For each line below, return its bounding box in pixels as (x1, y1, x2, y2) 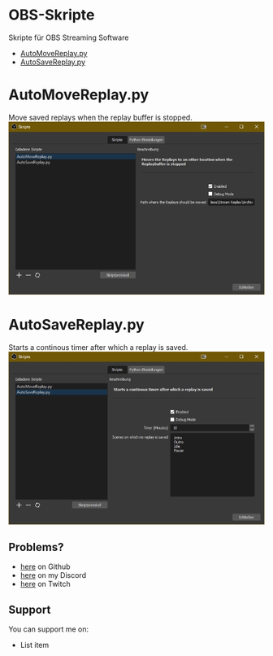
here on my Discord (19, 571, 87, 580)
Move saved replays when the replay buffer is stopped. (8, 112, 193, 122)
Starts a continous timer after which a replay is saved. (8, 342, 188, 352)
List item (19, 641, 50, 650)
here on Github (19, 562, 71, 571)
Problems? (8, 540, 64, 554)
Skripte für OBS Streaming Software (8, 33, 129, 42)
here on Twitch (19, 579, 71, 589)
